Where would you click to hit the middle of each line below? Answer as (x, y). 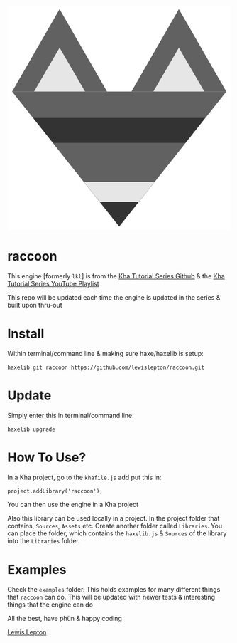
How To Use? (47, 457)
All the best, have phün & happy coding (65, 618)
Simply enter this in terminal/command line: (71, 415)
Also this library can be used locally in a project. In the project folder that (114, 518)
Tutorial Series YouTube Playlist (53, 283)
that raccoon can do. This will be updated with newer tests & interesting (111, 597)
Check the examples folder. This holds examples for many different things (114, 589)
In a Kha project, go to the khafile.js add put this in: (84, 477)
